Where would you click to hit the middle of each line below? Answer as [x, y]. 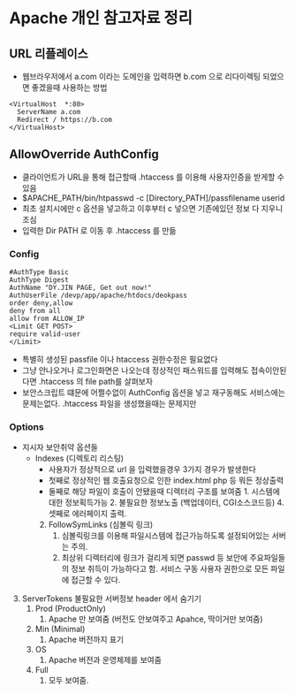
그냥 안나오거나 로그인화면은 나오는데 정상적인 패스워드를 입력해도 [135, 370]
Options [26, 427]
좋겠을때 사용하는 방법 [69, 88]
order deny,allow [41, 303]
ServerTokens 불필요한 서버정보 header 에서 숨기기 [111, 599]
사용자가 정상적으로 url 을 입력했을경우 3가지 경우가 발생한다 [152, 469]
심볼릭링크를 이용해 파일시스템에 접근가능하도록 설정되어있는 [166, 536]
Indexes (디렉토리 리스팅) [79, 458]
